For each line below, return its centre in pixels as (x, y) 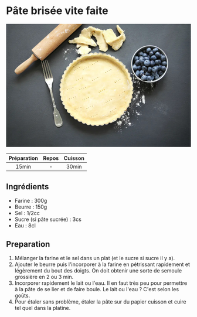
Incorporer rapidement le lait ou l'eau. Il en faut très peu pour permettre (101, 283)
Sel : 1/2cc (27, 213)
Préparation (23, 158)
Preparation (28, 244)
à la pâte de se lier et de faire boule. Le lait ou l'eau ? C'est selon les (97, 289)
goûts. (22, 295)
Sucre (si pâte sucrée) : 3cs (48, 219)
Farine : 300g (31, 201)
